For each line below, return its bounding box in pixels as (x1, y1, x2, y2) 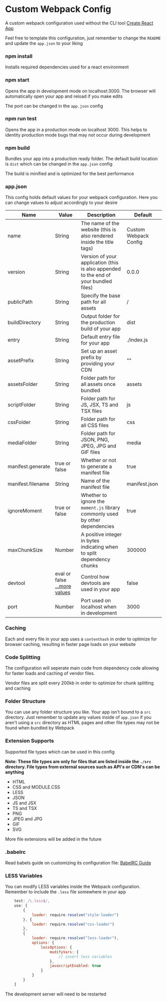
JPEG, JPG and (81, 442, 117, 449)
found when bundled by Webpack (5, 725, 75, 731)
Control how (81, 574, 110, 581)
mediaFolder (7, 439, 37, 446)
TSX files (81, 407, 102, 414)
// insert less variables (58, 954, 112, 959)
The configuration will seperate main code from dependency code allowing (5, 665, 159, 671)
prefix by (81, 354, 102, 361)
